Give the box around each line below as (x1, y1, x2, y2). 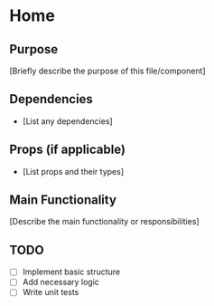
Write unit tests (22, 287, 79, 298)
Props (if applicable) (9, 142, 126, 158)
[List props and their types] (22, 166, 125, 177)
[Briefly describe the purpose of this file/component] (9, 65, 206, 76)
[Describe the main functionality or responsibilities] (9, 216, 200, 227)
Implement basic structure (22, 266, 121, 277)
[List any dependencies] (22, 115, 113, 127)
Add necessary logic (22, 277, 99, 288)
